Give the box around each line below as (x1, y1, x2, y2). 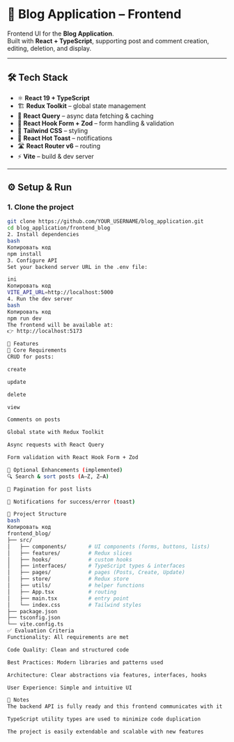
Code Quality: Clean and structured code (7, 646, 130, 654)
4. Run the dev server (7, 295, 73, 302)
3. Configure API (7, 257, 58, 264)
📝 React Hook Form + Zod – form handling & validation (17, 118, 174, 127)
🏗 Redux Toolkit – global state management (17, 101, 146, 110)
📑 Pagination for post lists (7, 486, 92, 493)
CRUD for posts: (7, 353, 54, 361)
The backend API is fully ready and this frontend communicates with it (7, 703, 223, 710)
